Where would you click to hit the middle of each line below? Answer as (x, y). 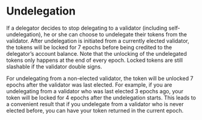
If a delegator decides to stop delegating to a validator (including (87, 28)
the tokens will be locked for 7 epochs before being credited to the (89, 47)
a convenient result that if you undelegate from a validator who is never (95, 104)
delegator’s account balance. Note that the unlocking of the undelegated (97, 53)
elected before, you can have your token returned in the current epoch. (95, 110)
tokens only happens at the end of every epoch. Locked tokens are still (95, 60)
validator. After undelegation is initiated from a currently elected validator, (98, 41)
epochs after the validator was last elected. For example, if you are (89, 85)
